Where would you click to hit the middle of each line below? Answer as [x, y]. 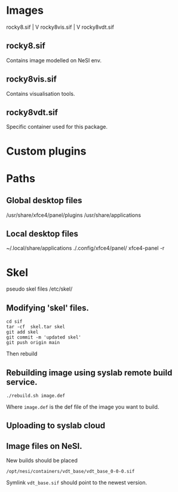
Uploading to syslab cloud [56, 426]
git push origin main [33, 343]
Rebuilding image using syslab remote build [89, 372]
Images [25, 10]
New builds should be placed [42, 461]
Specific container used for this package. [57, 127]
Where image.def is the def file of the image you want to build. [83, 407]
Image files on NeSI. [44, 446]
